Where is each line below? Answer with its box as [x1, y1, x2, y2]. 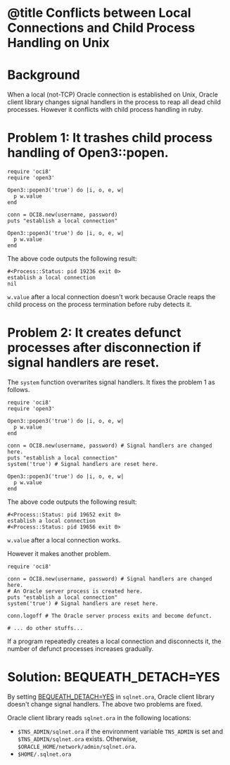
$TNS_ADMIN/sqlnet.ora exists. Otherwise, [17, 734, 138, 743]
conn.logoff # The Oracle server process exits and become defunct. [7, 612, 212, 619]
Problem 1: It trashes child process [7, 130, 213, 146]
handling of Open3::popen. [7, 145, 169, 161]
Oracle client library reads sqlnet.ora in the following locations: [7, 713, 191, 722]
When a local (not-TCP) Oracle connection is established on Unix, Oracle [7, 90, 218, 99]
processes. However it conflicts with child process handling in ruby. [7, 106, 203, 114]
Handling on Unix [7, 35, 110, 51]
